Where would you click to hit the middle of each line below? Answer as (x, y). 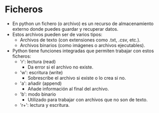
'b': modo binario (38, 94)
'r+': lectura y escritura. (45, 105)
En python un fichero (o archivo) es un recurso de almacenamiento (83, 24)
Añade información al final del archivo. (68, 88)
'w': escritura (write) (41, 72)
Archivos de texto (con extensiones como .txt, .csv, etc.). (80, 40)
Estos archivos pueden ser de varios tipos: (57, 34)
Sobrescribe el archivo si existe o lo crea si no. (77, 78)
